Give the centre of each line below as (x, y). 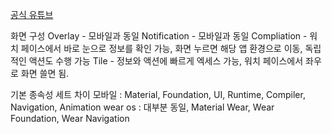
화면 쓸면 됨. (45, 73)
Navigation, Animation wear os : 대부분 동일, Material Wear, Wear (142, 107)
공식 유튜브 (32, 14)
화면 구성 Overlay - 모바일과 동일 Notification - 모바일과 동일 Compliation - (159, 36)
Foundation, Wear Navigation (70, 118)
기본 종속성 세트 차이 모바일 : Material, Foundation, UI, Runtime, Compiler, (158, 94)
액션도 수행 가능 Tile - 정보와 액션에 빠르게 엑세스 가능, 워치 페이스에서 (166, 61)
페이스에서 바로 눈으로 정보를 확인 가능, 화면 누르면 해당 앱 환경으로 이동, (161, 48)
